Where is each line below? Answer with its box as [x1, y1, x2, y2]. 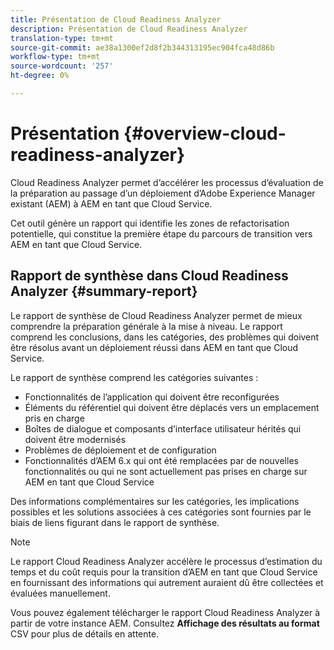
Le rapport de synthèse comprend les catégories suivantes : [10, 371, 259, 383]
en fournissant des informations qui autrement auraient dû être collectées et [10, 576, 324, 588]
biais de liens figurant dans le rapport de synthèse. [10, 516, 220, 528]
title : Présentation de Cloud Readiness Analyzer [10, 14, 222, 25]
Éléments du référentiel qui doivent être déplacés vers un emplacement [24, 401, 320, 413]
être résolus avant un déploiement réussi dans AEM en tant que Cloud [10, 341, 299, 353]
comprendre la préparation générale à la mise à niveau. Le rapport [10, 320, 283, 332]
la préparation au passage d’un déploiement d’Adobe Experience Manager [10, 187, 316, 199]
